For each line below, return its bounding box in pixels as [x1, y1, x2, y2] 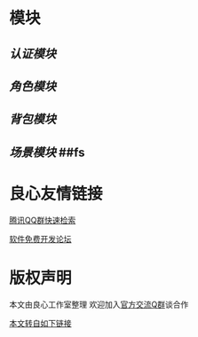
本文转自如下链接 [9, 317, 72, 328]
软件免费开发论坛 [9, 233, 72, 244]
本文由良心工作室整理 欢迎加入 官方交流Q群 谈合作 [9, 299, 189, 310]
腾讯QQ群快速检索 [9, 215, 76, 225]
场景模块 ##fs [9, 145, 85, 160]
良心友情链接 [9, 184, 104, 204]
